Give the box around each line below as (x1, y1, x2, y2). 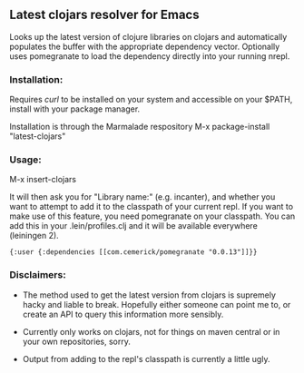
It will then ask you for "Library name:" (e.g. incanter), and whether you (9, 191, 276, 202)
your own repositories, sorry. (22, 336, 132, 347)
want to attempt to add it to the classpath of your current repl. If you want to (9, 201, 293, 212)
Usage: (9, 153, 43, 166)
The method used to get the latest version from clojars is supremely (22, 290, 277, 300)
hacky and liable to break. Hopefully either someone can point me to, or (22, 299, 291, 309)
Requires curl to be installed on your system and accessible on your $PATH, (9, 94, 293, 105)
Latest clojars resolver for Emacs (9, 7, 200, 23)
